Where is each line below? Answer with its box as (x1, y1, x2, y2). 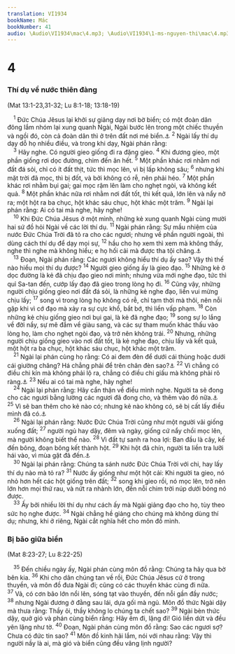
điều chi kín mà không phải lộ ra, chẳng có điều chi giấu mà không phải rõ (7, 369, 220, 377)
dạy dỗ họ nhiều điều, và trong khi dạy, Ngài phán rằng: (7, 139, 168, 148)
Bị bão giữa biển (7, 534, 63, 544)
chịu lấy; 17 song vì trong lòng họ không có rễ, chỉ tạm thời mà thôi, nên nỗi (7, 294, 222, 304)
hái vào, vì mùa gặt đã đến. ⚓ (7, 451, 91, 460)
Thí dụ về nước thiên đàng (7, 85, 98, 95)
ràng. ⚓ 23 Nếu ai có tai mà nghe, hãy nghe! (7, 376, 133, 386)
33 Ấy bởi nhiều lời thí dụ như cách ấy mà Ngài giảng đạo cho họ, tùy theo (13, 499, 225, 509)
